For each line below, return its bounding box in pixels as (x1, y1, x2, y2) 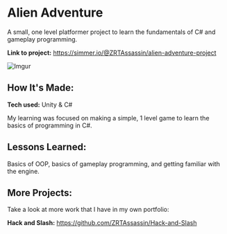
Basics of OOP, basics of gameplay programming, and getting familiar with (7, 159, 221, 168)
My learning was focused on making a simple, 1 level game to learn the (7, 114, 210, 122)
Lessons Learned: (7, 141, 87, 153)
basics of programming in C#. (7, 121, 92, 129)
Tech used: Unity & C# (7, 100, 73, 109)
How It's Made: (7, 82, 74, 94)
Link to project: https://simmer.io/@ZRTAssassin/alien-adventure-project (7, 48, 217, 57)
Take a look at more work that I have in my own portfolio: (7, 206, 169, 214)
